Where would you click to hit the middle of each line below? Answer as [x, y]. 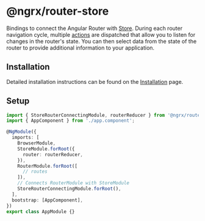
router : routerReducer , [53, 154]
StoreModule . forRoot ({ [46, 149]
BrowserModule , [37, 143]
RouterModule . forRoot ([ [48, 166]
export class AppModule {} [41, 212]
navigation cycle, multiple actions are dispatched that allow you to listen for [101, 34]
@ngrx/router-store [58, 11]
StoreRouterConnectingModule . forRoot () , [69, 189]
